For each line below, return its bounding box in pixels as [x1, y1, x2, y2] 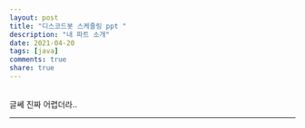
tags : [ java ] [9, 47, 59, 56]
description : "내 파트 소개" [9, 30, 111, 39]
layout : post [9, 13, 59, 23]
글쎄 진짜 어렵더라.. [9, 98, 77, 109]
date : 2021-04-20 [9, 38, 75, 48]
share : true [9, 64, 54, 73]
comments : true [9, 55, 67, 64]
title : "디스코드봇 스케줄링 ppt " [9, 22, 127, 31]
